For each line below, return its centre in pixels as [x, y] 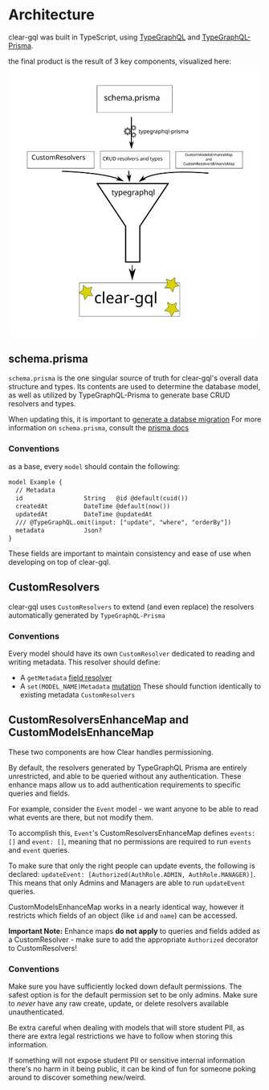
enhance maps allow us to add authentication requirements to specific [124, 784]
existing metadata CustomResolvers [77, 694]
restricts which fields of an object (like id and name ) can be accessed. [123, 915]
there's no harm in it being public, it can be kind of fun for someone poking [132, 1068]
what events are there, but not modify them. [81, 817]
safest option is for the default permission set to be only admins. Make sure [133, 994]
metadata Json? [59, 530]
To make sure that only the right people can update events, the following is [132, 866]
